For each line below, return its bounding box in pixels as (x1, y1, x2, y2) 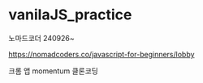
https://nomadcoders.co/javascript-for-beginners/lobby (8, 49, 195, 59)
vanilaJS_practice (8, 6, 132, 24)
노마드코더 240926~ (8, 33, 75, 43)
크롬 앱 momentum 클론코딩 (8, 66, 99, 76)
